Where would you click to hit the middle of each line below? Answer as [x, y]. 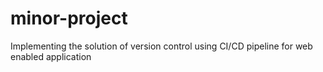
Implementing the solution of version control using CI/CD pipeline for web [161, 46]
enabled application [51, 56]
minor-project [69, 18]
